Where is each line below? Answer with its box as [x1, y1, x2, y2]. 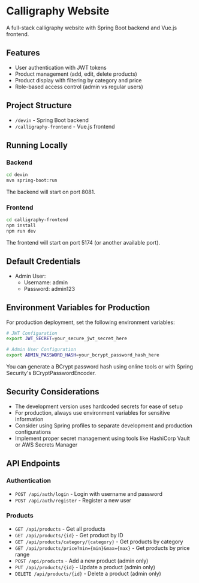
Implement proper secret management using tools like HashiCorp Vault [14, 435, 190, 442]
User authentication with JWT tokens [14, 64, 107, 71]
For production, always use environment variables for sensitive [14, 409, 170, 416]
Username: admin [23, 278, 68, 286]
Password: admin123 [23, 285, 76, 292]
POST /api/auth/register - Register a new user [14, 496, 132, 504]
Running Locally [6, 140, 68, 150]
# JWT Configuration [6, 330, 58, 336]
